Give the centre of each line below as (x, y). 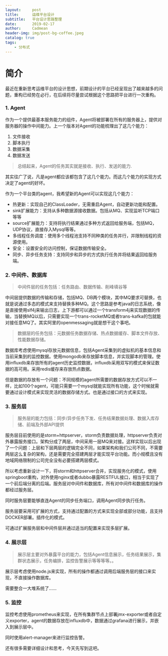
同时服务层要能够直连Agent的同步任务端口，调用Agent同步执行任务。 (77, 500)
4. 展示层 (16, 543)
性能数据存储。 (33, 340)
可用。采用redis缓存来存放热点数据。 (56, 369)
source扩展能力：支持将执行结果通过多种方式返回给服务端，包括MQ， (84, 223)
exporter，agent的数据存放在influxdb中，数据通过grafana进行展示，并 (82, 621)
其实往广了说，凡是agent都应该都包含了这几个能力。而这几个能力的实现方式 (83, 177)
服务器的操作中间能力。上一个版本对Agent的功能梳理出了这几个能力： (77, 125)
